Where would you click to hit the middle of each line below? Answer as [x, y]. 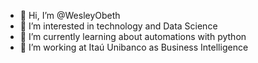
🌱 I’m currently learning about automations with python [133, 36]
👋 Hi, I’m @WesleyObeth [70, 15]
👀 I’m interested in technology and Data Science [118, 26]
